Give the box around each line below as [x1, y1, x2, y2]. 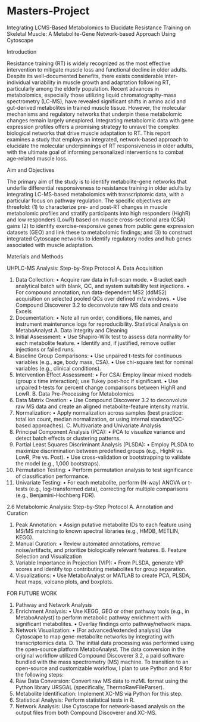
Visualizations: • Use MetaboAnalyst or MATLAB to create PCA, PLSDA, [15, 572, 191, 579]
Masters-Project [7, 4, 90, 18]
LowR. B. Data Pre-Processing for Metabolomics [15, 390, 135, 397]
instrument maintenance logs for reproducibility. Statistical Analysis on [15, 320, 189, 328]
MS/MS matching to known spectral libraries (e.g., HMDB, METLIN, [15, 527, 180, 535]
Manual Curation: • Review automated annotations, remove [15, 540, 161, 547]
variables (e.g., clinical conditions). [15, 365, 101, 372]
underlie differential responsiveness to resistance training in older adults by [7, 184, 192, 192]
